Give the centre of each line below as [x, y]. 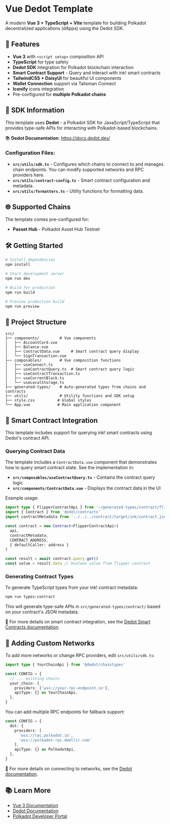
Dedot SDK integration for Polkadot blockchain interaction [73, 67]
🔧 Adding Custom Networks [50, 643]
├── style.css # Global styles [49, 401]
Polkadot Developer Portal [40, 816]
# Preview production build [35, 302]
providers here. [28, 175]
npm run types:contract [30, 597]
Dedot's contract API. [28, 438]
